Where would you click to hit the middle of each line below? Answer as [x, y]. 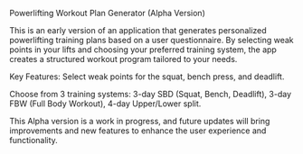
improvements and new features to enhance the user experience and [138, 131]
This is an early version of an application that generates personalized [138, 30]
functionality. [34, 140]
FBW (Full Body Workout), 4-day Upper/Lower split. [105, 104]
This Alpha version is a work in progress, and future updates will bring [140, 121]
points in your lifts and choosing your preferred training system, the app [143, 50]
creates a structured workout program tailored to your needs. [123, 59]
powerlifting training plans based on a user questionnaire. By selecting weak [151, 40]
